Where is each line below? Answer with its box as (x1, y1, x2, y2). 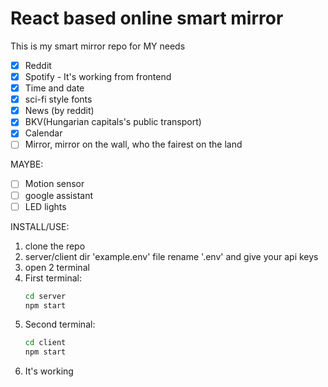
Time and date (24, 82, 85, 94)
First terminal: (24, 272, 82, 284)
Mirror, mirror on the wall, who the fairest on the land (24, 138, 243, 151)
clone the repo (24, 240, 86, 252)
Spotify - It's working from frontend (24, 71, 172, 82)
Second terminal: (24, 318, 96, 331)
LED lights (24, 200, 67, 212)
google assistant (24, 189, 94, 201)
